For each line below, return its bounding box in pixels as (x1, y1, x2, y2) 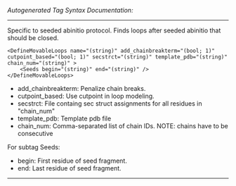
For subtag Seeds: (7, 143, 60, 151)
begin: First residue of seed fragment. (17, 156, 128, 165)
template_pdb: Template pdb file (17, 114, 112, 123)
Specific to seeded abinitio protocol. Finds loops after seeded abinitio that (7, 26, 221, 35)
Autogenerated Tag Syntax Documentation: (7, 6, 133, 14)
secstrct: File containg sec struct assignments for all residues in (17, 99, 202, 108)
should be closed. (7, 34, 59, 42)
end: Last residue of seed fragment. (17, 164, 122, 172)
